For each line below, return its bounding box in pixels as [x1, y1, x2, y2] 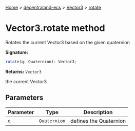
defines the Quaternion [70, 117, 126, 124]
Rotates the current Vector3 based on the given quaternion [5, 39, 130, 45]
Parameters [5, 93, 44, 102]
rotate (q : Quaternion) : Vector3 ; [5, 59, 77, 64]
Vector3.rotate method [5, 23, 105, 34]
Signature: [5, 49, 28, 55]
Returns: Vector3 [5, 68, 42, 74]
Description [83, 108, 113, 116]
